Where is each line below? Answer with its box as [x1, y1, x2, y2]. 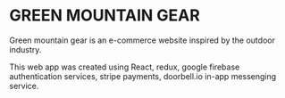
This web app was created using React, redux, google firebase [9, 61, 240, 72]
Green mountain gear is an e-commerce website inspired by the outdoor [9, 35, 275, 45]
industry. [9, 44, 42, 54]
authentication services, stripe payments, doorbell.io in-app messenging [9, 70, 277, 81]
